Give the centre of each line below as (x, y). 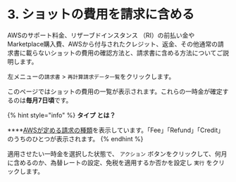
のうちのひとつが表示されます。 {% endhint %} (75, 138)
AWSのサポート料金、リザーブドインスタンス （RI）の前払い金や (101, 35)
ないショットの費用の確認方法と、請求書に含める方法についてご (130, 53)
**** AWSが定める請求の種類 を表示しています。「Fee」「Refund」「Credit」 (116, 130)
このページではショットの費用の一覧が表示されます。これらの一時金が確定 (115, 91)
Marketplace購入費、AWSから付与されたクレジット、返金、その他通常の (113, 44)
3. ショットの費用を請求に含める (101, 14)
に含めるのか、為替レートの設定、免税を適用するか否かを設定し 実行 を (110, 162)
